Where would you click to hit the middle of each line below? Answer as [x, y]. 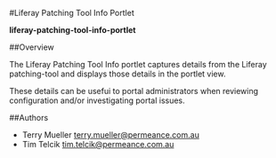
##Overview [32, 47]
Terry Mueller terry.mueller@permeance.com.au [111, 135]
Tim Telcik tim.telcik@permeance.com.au [98, 144]
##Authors [29, 118]
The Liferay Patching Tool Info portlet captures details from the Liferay [138, 64]
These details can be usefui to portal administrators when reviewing [134, 91]
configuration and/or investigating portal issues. [97, 100]
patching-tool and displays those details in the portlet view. [118, 74]
